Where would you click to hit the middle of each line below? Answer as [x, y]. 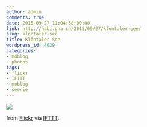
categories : [21, 51]
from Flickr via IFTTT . [33, 118]
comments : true [25, 17]
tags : [13, 67]
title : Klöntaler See [33, 40]
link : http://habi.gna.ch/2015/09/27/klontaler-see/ [74, 28]
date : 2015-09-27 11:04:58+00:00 [48, 23]
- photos [17, 62]
